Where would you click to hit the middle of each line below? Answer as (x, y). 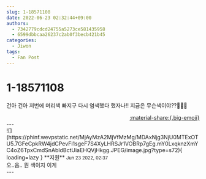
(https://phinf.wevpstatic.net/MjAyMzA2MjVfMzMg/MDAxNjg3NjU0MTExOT (102, 137)
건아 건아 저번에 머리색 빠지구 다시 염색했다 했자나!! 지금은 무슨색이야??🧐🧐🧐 (97, 105)
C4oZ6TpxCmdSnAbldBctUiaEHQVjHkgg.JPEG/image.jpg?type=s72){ (94, 150)
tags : (13, 52)
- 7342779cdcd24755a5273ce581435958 (59, 29)
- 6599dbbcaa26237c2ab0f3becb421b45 (59, 35)
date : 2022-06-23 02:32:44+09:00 (49, 18)
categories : (21, 40)
